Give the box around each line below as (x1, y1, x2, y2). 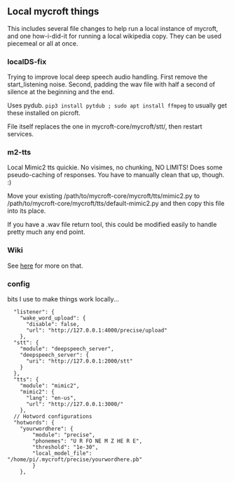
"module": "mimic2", (20, 382, 80, 389)
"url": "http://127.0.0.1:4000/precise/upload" (25, 327, 168, 334)
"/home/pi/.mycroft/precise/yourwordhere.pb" (7, 456, 142, 463)
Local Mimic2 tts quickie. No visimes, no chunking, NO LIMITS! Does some (7, 163, 223, 171)
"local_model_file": (32, 450, 92, 457)
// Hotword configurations (13, 413, 92, 420)
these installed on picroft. (7, 109, 81, 117)
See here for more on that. (7, 261, 83, 270)
